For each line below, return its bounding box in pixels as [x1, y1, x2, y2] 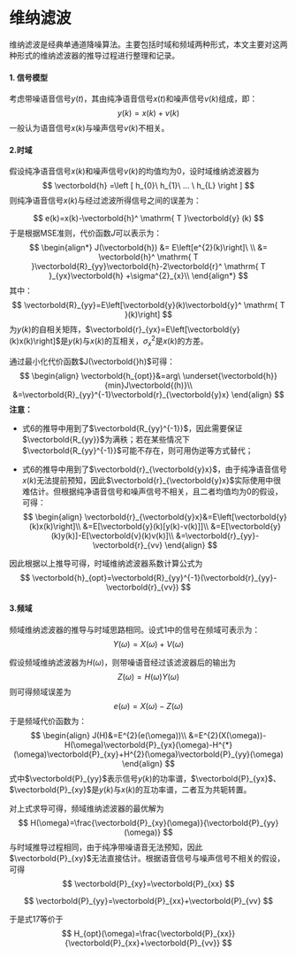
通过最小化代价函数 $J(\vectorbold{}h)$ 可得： [9, 356, 175, 366]
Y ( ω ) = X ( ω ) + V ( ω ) [112, 639, 185, 649]
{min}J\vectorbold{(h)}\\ [104, 380, 193, 390]
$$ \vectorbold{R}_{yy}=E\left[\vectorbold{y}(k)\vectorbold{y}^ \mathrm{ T [11, 300, 285, 311]
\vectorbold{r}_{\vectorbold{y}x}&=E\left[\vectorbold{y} [84, 511, 287, 522]
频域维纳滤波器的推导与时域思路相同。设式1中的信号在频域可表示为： [9, 625, 261, 635]
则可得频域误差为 [9, 687, 72, 697]
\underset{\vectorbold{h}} [182, 370, 278, 381]
